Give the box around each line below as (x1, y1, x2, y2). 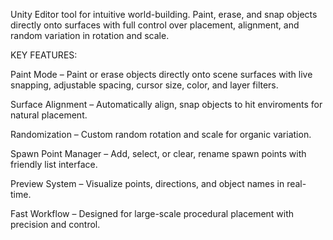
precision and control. (10, 219, 101, 230)
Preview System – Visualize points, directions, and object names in (10, 178, 285, 189)
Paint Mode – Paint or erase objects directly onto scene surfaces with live (10, 69, 313, 80)
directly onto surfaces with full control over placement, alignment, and (10, 19, 300, 31)
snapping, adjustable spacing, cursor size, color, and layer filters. (10, 79, 279, 91)
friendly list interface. (10, 159, 98, 170)
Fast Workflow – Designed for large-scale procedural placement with (10, 208, 295, 219)
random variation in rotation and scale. (10, 30, 170, 41)
